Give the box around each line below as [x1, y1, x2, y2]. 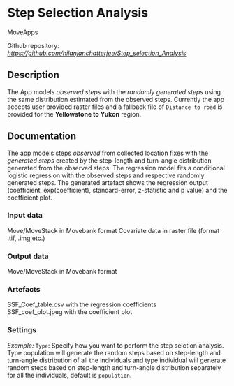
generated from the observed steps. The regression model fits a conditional [7, 163, 225, 172]
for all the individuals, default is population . [7, 371, 132, 379]
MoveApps [7, 28, 38, 36]
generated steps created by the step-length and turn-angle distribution [7, 156, 212, 165]
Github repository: [7, 41, 59, 50]
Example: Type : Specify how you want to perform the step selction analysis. [7, 341, 224, 350]
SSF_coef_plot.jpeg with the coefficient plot [7, 308, 133, 316]
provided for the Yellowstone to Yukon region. [7, 110, 142, 118]
